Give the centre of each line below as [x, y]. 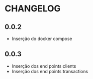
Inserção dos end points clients [44, 66]
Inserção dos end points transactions [50, 71]
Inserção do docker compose [42, 39]
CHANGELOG [33, 9]
